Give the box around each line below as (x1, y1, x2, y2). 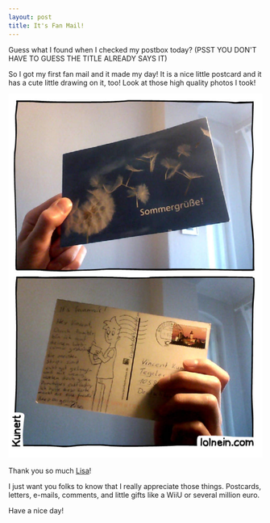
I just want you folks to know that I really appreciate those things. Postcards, (8, 482, 262, 491)
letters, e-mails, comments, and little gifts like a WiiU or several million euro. (8, 490, 260, 500)
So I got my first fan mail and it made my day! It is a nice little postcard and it (8, 69, 262, 78)
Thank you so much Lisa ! (8, 466, 92, 476)
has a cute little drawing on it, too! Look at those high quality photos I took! (8, 78, 256, 87)
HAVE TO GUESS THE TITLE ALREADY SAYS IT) (8, 53, 168, 63)
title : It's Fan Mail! (8, 21, 85, 30)
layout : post (8, 13, 52, 21)
